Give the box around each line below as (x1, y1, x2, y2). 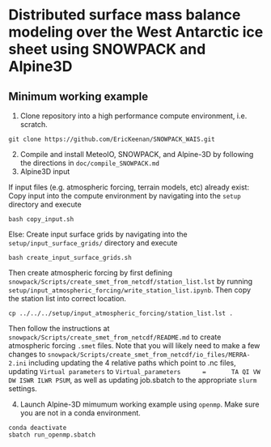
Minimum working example (8, 89, 148, 103)
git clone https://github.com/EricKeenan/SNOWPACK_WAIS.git (8, 135, 216, 143)
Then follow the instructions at (8, 324, 110, 333)
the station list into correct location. (8, 294, 127, 303)
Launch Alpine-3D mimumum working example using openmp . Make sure (19, 399, 260, 409)
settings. (8, 384, 38, 394)
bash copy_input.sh (8, 215, 74, 223)
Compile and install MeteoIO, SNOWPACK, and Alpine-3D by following (19, 150, 254, 159)
